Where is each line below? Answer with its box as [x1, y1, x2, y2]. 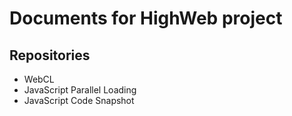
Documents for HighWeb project [9, 7, 283, 30]
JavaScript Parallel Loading [23, 84, 137, 96]
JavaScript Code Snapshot [23, 95, 135, 106]
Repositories [9, 47, 91, 64]
